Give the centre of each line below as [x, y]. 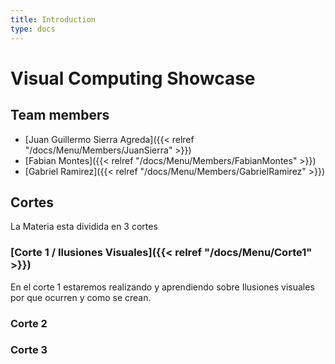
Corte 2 [29, 323]
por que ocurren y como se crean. [81, 297]
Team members [60, 115]
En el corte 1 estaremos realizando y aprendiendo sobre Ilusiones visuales [162, 287]
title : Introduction [53, 19]
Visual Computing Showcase [133, 78]
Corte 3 [29, 350]
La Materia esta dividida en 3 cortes [84, 227]
